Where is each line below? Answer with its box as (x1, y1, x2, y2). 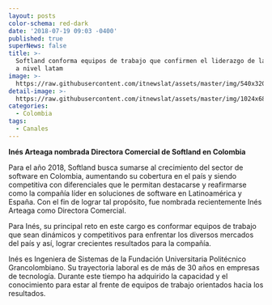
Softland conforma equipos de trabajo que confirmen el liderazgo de (15, 57, 255, 66)
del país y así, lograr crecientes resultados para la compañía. (8, 238, 212, 248)
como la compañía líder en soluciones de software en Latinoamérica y (8, 188, 243, 198)
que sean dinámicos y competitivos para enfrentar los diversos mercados (8, 230, 254, 239)
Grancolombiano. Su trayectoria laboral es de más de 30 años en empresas (8, 262, 261, 272)
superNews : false (8, 42, 67, 50)
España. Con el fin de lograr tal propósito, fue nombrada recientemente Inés (8, 197, 262, 206)
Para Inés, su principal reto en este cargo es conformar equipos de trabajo (8, 221, 257, 231)
